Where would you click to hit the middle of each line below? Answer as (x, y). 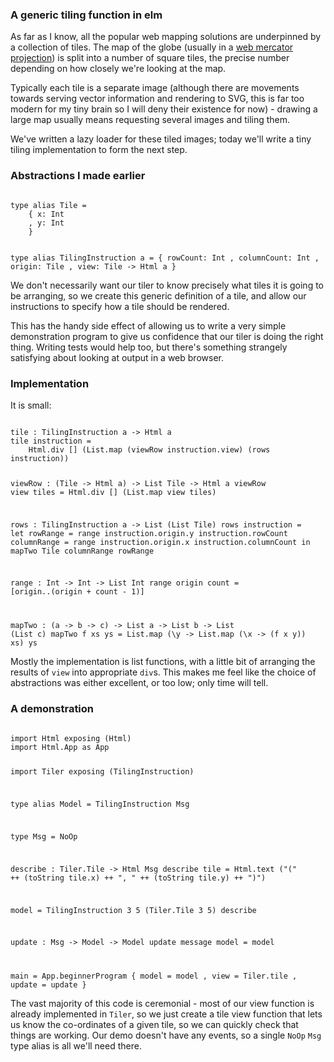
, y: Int (46, 223)
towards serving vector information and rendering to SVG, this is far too (157, 99)
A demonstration (52, 709)
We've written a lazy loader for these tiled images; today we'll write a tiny (161, 139)
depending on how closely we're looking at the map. (118, 69)
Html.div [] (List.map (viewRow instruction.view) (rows (149, 449)
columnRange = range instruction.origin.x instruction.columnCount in (160, 542)
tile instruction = (51, 441)
